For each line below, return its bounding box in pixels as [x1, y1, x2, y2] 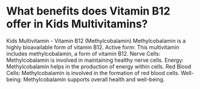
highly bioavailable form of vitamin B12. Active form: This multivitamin [6, 44, 179, 51]
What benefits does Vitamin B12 [6, 4, 170, 18]
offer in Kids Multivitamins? [6, 17, 148, 31]
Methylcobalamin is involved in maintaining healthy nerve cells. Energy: [6, 56, 184, 64]
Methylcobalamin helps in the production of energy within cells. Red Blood [6, 62, 192, 70]
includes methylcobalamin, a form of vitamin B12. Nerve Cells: [6, 50, 161, 57]
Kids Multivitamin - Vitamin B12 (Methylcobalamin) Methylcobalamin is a [6, 37, 186, 44]
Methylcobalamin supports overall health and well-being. [23, 76, 165, 83]
